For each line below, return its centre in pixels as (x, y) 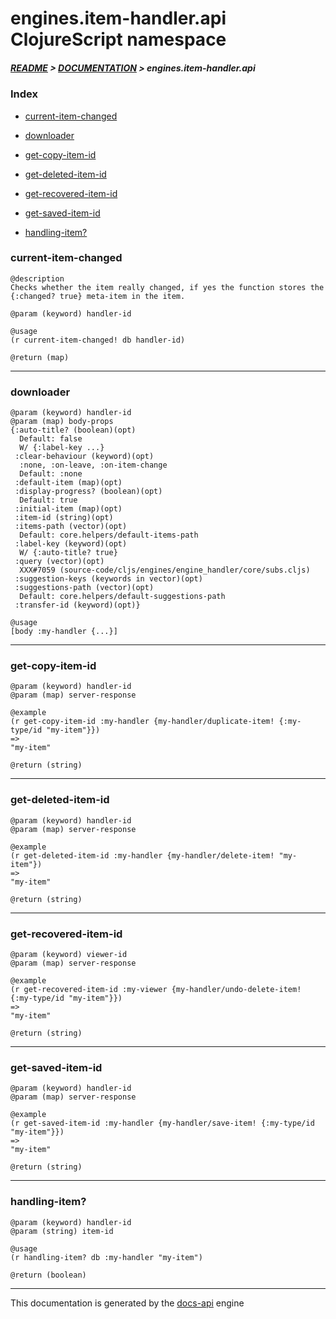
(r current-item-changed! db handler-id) (98, 340)
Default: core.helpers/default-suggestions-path (122, 597)
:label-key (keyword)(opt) (71, 544)
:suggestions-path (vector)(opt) (84, 588)
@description (37, 278)
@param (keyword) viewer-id (69, 955)
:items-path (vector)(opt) (71, 527)
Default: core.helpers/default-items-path (109, 535)
